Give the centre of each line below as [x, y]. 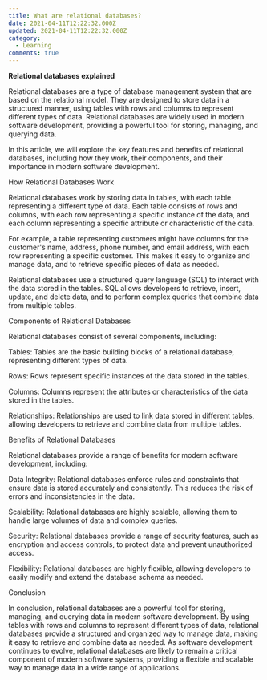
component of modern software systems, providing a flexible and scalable [131, 659]
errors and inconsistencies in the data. [72, 496]
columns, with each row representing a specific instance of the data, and [129, 215]
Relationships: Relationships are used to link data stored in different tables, [131, 415]
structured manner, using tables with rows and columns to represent [121, 108]
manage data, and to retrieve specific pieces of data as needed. [114, 264]
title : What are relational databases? [75, 16]
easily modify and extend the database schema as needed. [106, 577]
